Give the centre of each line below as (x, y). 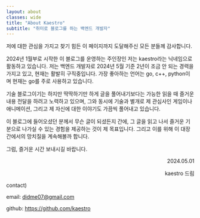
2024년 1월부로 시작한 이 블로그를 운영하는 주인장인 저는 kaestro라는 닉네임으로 (99, 59)
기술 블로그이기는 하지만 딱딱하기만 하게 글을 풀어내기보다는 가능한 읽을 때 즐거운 (100, 94)
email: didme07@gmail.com (40, 197)
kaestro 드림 (180, 173)
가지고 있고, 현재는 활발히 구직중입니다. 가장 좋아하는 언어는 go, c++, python (96, 74)
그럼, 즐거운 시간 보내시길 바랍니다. (47, 149)
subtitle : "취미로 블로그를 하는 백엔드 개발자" (58, 28)
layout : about (24, 12)
